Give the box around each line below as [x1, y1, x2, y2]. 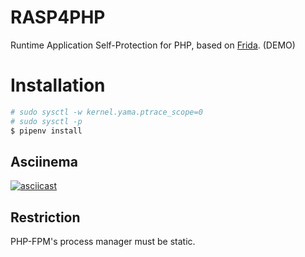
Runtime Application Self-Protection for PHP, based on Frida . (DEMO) [10, 39, 296, 51]
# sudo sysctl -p [10, 116, 83, 126]
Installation [10, 74, 106, 97]
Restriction [10, 209, 81, 226]
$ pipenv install [10, 126, 83, 136]
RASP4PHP [10, 6, 106, 29]
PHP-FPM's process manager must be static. [10, 236, 196, 248]
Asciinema [10, 153, 78, 170]
